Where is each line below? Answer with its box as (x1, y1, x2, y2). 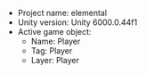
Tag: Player (30, 45, 73, 56)
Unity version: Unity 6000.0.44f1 (17, 17, 138, 28)
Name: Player (30, 36, 81, 46)
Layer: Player (30, 55, 80, 65)
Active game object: (17, 27, 92, 37)
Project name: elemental (17, 8, 108, 18)
